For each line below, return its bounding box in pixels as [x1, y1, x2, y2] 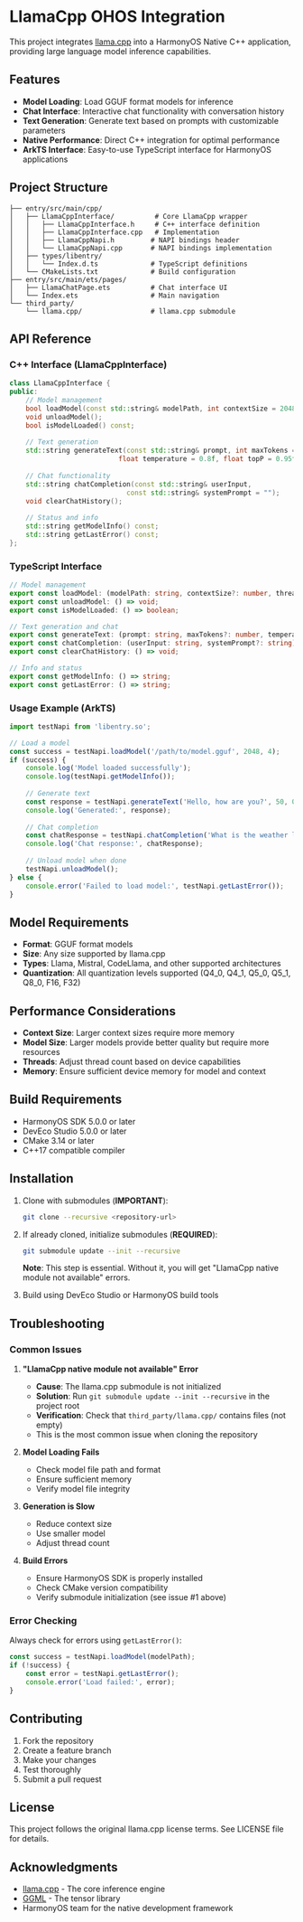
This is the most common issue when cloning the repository [35, 1429, 259, 1440]
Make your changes [22, 1754, 96, 1765]
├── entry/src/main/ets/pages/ [9, 275, 127, 284]
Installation [9, 1171, 74, 1186]
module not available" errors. [22, 1272, 131, 1283]
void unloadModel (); [25, 412, 103, 421]
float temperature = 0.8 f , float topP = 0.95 [118, 455, 293, 464]
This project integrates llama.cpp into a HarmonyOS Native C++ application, [9, 36, 291, 47]
